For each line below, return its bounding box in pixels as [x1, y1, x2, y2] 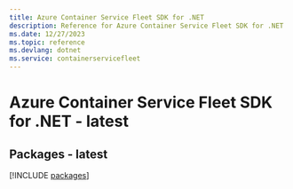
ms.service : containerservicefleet [9, 54, 141, 63]
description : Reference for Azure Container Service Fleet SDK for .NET [9, 21, 284, 30]
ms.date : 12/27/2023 [9, 29, 86, 38]
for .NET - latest [9, 112, 129, 131]
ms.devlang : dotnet [9, 46, 82, 55]
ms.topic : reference [9, 37, 86, 47]
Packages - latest [9, 146, 108, 161]
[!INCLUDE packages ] [9, 170, 90, 180]
